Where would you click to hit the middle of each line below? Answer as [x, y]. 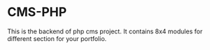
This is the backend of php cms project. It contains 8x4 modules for [105, 31]
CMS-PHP [37, 12]
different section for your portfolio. [57, 38]
